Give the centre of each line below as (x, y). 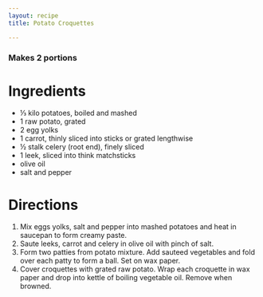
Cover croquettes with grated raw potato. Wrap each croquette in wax (135, 269)
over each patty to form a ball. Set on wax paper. (100, 261)
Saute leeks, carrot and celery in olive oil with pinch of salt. (116, 244)
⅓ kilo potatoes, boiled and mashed (79, 113)
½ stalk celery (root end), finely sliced (82, 147)
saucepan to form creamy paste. (73, 236)
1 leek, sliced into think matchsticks (78, 156)
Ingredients (47, 91)
